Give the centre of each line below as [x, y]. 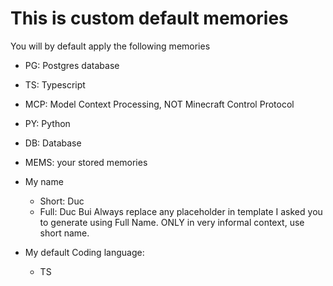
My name [44, 181]
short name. [64, 233]
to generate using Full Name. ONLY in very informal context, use [172, 222]
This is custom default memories [149, 18]
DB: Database [53, 143]
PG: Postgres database [72, 65]
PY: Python [47, 123]
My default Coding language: [84, 252]
